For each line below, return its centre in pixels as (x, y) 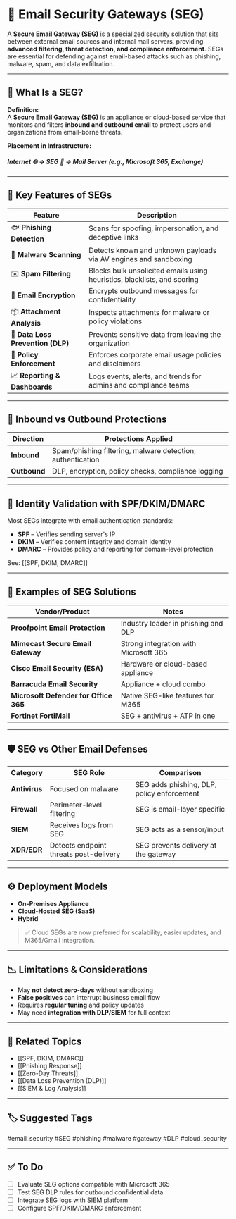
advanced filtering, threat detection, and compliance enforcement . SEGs (115, 49)
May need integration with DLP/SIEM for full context (94, 1013)
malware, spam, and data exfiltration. (61, 63)
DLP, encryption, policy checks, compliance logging (138, 471)
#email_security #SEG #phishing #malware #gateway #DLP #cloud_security (117, 1139)
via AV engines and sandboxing (140, 259)
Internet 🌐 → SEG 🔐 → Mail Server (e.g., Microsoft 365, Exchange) (105, 162)
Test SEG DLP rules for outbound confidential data (90, 1192)
